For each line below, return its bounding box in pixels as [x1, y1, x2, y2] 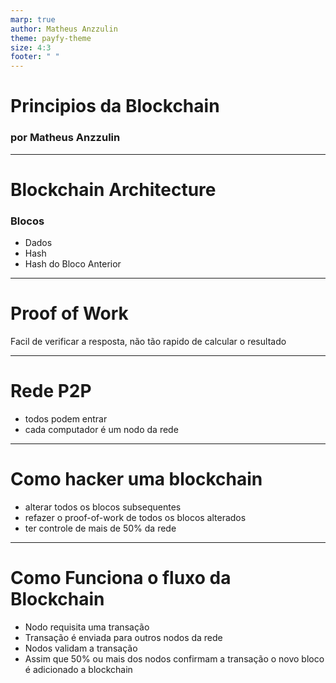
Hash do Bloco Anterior [24, 258, 122, 270]
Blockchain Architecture [10, 178, 217, 201]
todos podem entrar [24, 412, 108, 425]
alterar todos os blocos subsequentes [24, 501, 182, 513]
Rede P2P [10, 380, 92, 403]
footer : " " [10, 52, 60, 62]
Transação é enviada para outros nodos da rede [24, 631, 223, 643]
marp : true [10, 14, 56, 25]
